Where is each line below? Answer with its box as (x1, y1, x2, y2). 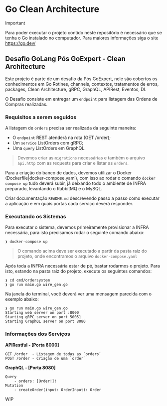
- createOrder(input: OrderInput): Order (14, 387, 101, 392)
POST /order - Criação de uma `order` (5, 356, 86, 361)
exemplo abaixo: (5, 296, 39, 302)
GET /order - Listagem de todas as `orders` (5, 351, 101, 357)
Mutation (5, 383, 23, 388)
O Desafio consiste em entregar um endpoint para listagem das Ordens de (5, 96, 158, 102)
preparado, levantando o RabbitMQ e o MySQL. (5, 186, 103, 192)
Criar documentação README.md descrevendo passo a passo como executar (5, 195, 160, 201)
